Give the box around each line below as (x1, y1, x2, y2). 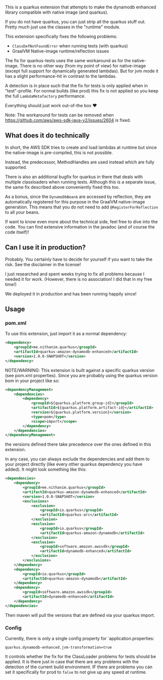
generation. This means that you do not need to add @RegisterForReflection (5, 204, 158, 210)
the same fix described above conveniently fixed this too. (5, 184, 120, 190)
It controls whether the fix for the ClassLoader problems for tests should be (5, 653, 156, 659)
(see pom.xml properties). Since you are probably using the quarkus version (5, 372, 158, 378)
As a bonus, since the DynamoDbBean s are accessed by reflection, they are (5, 193, 151, 200)
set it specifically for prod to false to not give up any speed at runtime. (5, 669, 147, 675)
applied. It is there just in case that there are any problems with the (5, 658, 139, 664)
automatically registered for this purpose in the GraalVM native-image (5, 199, 145, 204)
